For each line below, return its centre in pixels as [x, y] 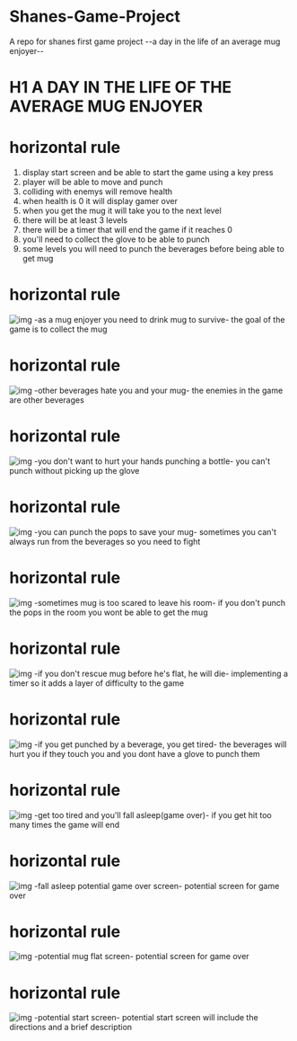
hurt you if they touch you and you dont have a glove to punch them [135, 753]
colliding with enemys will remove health [97, 191]
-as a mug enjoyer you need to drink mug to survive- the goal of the [160, 320]
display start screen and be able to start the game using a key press [148, 173]
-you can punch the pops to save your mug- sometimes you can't [155, 531]
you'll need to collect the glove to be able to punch [116, 239]
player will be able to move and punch [92, 182]
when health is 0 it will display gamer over [100, 201]
